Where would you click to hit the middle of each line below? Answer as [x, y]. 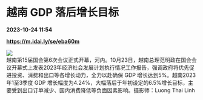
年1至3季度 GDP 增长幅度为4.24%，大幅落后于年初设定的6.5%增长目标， [97, 82]
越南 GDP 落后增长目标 [63, 12]
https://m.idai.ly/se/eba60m [43, 41]
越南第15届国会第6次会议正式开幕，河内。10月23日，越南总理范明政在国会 [99, 60]
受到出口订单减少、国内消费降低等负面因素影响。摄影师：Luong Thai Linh [103, 90]
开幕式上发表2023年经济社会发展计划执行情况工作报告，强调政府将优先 [100, 67]
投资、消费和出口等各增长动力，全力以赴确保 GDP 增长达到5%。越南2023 [103, 75]
